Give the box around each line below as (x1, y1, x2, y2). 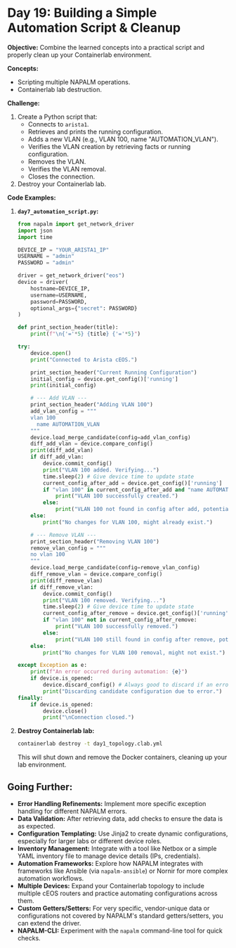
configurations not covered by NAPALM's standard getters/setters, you (17, 911, 223, 920)
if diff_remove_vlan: (30, 583, 93, 591)
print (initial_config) (30, 382, 97, 389)
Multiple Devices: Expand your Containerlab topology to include (17, 882, 205, 890)
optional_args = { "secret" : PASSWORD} (30, 304, 138, 312)
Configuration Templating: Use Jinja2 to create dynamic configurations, (17, 829, 228, 838)
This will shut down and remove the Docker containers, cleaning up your (17, 753, 228, 762)
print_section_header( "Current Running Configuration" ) (30, 369, 197, 376)
